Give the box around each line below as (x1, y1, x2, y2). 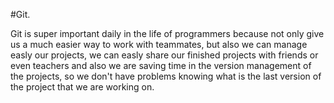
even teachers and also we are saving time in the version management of (10, 60, 312, 71)
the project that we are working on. (10, 81, 155, 93)
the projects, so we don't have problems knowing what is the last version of (10, 70, 322, 82)
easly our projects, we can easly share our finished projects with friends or (10, 49, 319, 61)
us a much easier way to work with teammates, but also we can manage (10, 39, 308, 50)
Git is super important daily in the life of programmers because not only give (10, 28, 325, 39)
